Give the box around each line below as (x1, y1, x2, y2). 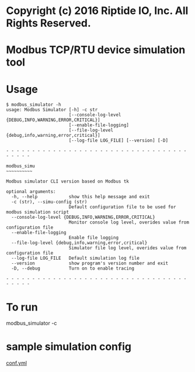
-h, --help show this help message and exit (11, 194, 150, 200)
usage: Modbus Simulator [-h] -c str (6, 107, 98, 113)
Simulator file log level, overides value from (68, 245, 187, 251)
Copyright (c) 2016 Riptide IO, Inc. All (6, 4, 189, 18)
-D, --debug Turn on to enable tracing (11, 266, 134, 271)
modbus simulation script (6, 209, 69, 215)
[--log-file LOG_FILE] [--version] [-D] (68, 137, 168, 144)
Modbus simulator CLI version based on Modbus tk (6, 178, 130, 185)
